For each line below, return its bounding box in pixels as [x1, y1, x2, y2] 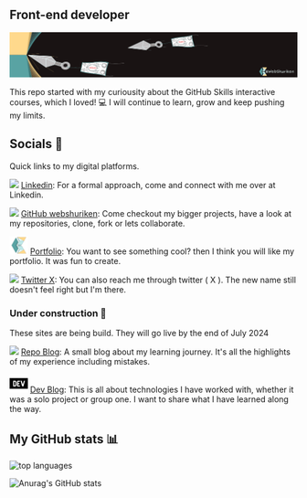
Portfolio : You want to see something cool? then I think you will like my [29, 246, 295, 257]
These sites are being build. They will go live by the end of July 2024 [9, 328, 270, 339]
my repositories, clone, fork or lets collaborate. [9, 217, 185, 228]
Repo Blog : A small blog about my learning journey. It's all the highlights [20, 346, 291, 357]
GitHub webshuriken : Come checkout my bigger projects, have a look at [20, 207, 292, 218]
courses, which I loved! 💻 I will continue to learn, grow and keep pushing [9, 97, 285, 108]
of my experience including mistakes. [9, 356, 151, 367]
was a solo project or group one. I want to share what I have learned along [9, 394, 290, 405]
